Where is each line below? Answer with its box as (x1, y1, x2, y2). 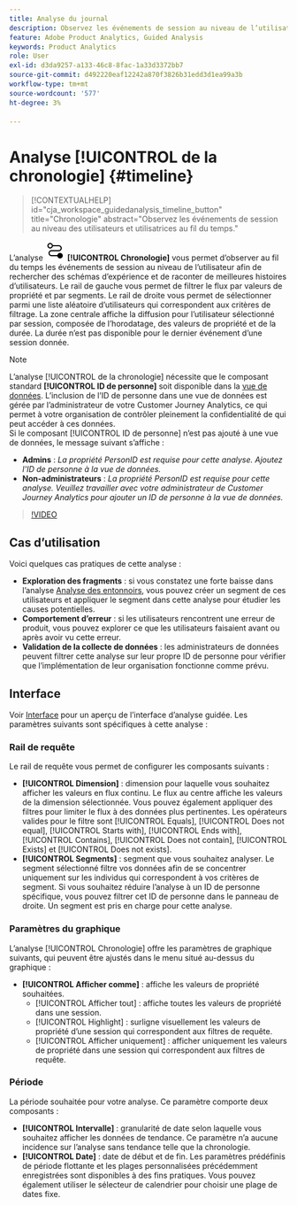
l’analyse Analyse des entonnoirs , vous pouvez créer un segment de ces (21, 585, 286, 596)
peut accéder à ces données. (9, 419, 117, 429)
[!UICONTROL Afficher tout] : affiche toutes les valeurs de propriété (34, 997, 282, 1009)
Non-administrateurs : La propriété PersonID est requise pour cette (21, 474, 270, 484)
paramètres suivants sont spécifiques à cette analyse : (9, 718, 208, 730)
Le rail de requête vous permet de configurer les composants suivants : (9, 761, 270, 772)
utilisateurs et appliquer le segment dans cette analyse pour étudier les (21, 594, 281, 606)
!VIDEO (30, 509, 57, 520)
